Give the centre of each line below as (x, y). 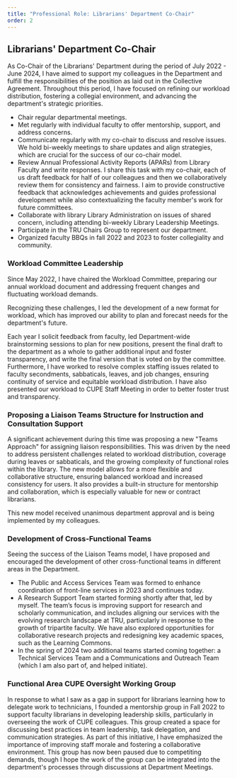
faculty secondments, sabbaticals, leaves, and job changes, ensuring (108, 374)
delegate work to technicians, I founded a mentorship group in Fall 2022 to (116, 707)
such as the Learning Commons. (65, 643)
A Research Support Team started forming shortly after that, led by (115, 598)
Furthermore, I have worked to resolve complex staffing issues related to (113, 366)
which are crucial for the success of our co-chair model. (99, 155)
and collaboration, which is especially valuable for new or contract (104, 492)
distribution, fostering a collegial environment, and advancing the (102, 96)
